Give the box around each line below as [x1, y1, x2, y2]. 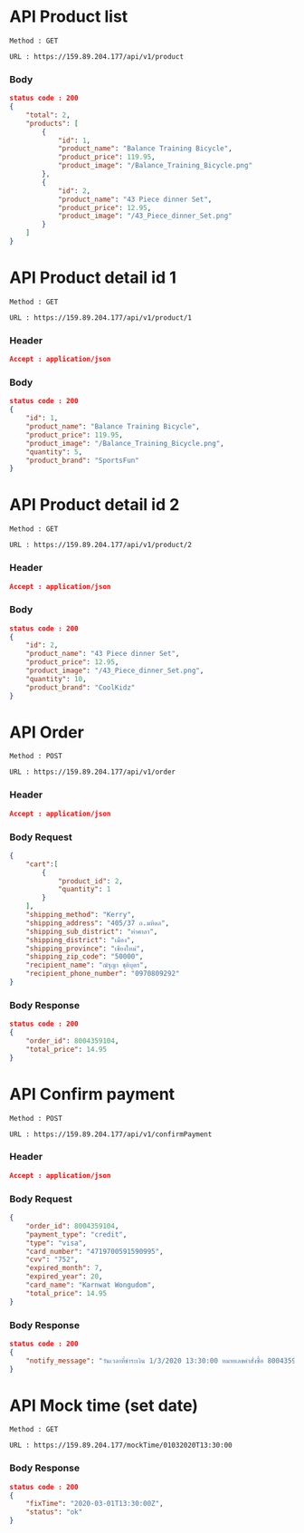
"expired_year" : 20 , [25, 1272, 103, 1281]
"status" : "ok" [25, 1508, 83, 1517]
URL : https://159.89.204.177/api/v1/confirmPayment [9, 1130, 213, 1139]
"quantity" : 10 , [25, 674, 88, 683]
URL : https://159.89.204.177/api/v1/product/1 [9, 313, 193, 323]
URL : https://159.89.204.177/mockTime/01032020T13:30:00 [9, 1441, 233, 1451]
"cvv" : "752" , [25, 1255, 79, 1265]
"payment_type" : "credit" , [25, 1229, 128, 1239]
